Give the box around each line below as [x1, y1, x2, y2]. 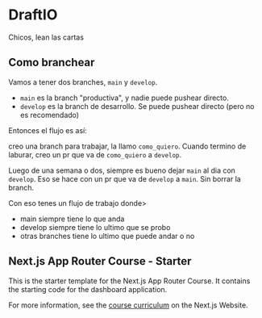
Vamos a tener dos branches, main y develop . [8, 77, 158, 86]
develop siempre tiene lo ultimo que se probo [19, 222, 171, 232]
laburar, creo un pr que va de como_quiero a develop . [8, 149, 182, 159]
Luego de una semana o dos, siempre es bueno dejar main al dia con [8, 165, 236, 175]
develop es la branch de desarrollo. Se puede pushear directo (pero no [19, 101, 255, 111]
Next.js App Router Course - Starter [8, 254, 192, 268]
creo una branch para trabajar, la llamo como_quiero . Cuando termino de [8, 141, 247, 151]
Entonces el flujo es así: [8, 125, 87, 135]
